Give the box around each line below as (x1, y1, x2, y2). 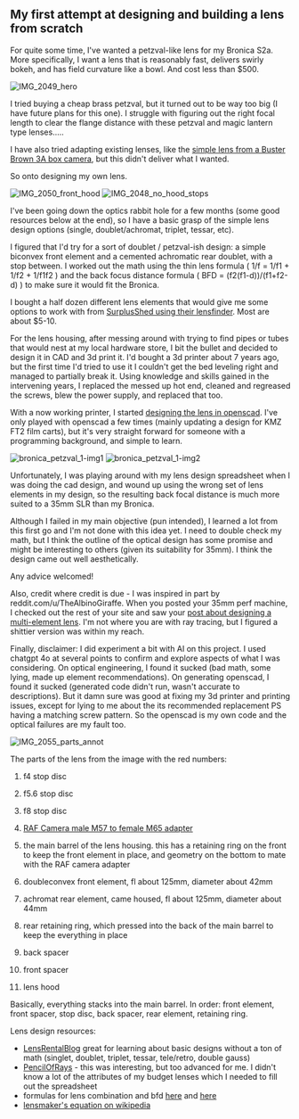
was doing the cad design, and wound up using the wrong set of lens (10, 479, 263, 490)
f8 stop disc (22, 805, 68, 816)
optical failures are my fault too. (10, 719, 127, 729)
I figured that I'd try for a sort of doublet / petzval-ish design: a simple (10, 241, 266, 252)
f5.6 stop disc (22, 788, 74, 799)
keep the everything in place (22, 929, 128, 940)
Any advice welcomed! (10, 571, 94, 581)
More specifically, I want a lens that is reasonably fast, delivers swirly (10, 53, 264, 65)
